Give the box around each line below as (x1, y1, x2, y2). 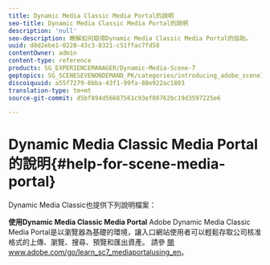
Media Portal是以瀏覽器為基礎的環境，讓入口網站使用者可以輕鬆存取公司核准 (8, 227, 262, 237)
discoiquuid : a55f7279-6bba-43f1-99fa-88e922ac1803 (8, 79, 185, 87)
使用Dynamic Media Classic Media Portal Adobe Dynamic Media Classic (8, 218, 251, 227)
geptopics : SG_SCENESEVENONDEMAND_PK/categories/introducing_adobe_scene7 (8, 71, 264, 79)
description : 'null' (8, 26, 78, 35)
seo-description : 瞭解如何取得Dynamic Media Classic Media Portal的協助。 (8, 34, 252, 43)
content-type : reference (8, 57, 92, 65)
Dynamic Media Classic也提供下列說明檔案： (8, 200, 157, 210)
